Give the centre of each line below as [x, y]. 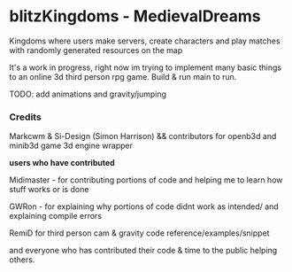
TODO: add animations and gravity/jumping [88, 94]
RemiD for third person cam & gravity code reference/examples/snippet [139, 233]
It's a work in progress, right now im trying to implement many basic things [145, 67]
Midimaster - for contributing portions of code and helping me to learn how [146, 180]
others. [22, 260]
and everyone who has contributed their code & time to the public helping [143, 251]
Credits [25, 117]
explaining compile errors [56, 216]
